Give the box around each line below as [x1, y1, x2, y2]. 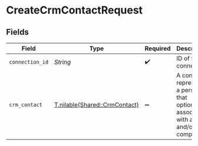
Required [144, 45, 171, 52]
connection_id [9, 59, 49, 65]
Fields [6, 27, 29, 37]
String [54, 58, 71, 66]
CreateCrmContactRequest [6, 4, 143, 17]
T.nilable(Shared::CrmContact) [54, 101, 140, 109]
